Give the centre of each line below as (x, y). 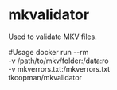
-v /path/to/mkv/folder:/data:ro (58, 61)
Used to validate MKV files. (53, 37)
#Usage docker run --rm (49, 52)
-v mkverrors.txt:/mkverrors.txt (59, 68)
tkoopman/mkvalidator (45, 77)
